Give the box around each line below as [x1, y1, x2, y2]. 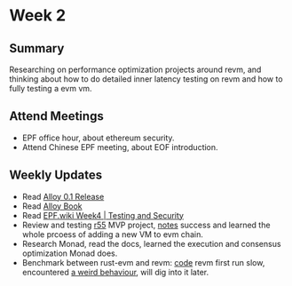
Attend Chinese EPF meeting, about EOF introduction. [21, 141, 219, 152]
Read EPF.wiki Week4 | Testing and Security [21, 210, 185, 220]
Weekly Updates [9, 168, 103, 183]
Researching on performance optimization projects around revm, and [9, 64, 262, 75]
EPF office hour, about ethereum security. [21, 132, 175, 143]
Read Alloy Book [21, 201, 83, 211]
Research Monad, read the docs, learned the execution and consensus [21, 238, 281, 249]
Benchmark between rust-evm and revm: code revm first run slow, [21, 257, 265, 267]
